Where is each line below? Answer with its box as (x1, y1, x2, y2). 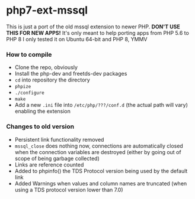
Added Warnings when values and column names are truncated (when (14, 180, 187, 187)
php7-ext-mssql (6, 4, 88, 17)
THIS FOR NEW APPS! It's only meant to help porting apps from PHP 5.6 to (6, 29, 190, 36)
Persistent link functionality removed (14, 136, 104, 143)
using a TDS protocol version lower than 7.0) (14, 186, 123, 193)
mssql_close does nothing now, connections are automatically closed (14, 142, 184, 149)
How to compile (6, 50, 52, 58)
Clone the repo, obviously (14, 64, 78, 71)
